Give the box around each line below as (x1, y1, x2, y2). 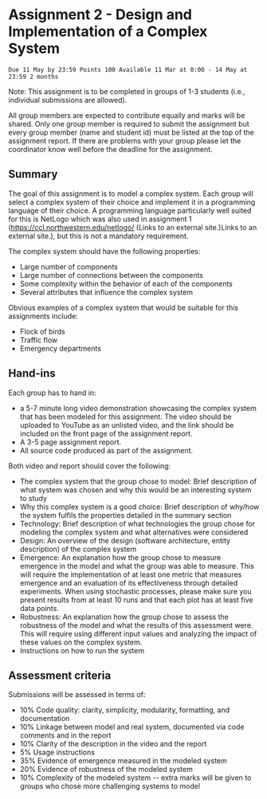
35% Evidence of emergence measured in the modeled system (19, 756, 227, 766)
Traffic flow (19, 335, 58, 344)
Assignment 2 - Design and (8, 6, 193, 24)
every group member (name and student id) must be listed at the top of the (8, 127, 255, 137)
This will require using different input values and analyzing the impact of (19, 629, 257, 638)
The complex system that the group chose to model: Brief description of (19, 476, 257, 486)
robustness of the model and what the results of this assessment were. (19, 620, 253, 630)
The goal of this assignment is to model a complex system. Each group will (8, 189, 253, 198)
